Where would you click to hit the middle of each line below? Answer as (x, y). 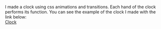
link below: (16, 17)
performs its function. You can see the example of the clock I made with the (80, 12)
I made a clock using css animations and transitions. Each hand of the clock (80, 7)
